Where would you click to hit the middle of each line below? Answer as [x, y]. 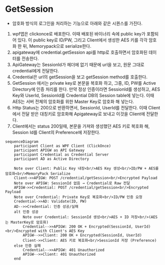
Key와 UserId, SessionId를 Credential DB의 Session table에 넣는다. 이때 [83, 95]
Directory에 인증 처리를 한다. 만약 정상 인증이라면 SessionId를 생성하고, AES [86, 89]
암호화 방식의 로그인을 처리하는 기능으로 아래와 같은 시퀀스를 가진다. [77, 23]
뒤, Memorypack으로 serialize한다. [57, 46]
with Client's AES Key [61, 231]
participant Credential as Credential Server [62, 154]
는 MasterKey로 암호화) [27, 222]
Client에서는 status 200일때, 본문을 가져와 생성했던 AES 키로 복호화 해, [81, 126]
